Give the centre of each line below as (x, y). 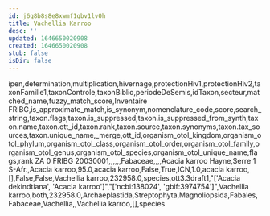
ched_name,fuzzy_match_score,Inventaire (78, 101)
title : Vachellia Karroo (50, 23)
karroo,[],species (137, 203)
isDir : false (30, 61)
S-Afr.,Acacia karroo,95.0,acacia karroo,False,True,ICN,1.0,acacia (117, 169)
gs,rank (21, 160)
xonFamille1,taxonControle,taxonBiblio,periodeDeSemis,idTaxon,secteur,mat (134, 92)
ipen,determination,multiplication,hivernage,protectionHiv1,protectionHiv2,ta (135, 83)
